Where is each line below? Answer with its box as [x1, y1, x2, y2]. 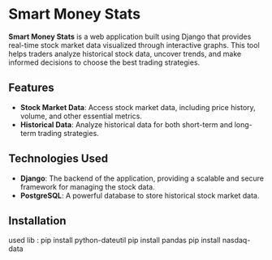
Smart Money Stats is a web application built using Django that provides [8, 32, 252, 41]
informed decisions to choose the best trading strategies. [8, 58, 201, 67]
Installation [8, 214, 67, 228]
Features [8, 81, 54, 95]
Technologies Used [8, 151, 108, 166]
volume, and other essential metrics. [19, 111, 142, 121]
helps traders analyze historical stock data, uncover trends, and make [8, 49, 242, 58]
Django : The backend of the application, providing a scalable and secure [19, 173, 265, 183]
